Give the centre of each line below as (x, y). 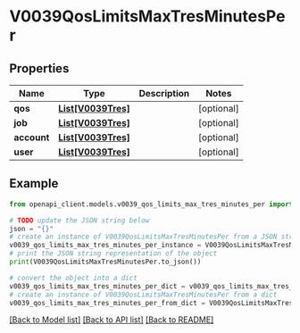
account (32, 137)
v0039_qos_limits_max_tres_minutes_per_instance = (105, 246)
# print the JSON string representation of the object (113, 254)
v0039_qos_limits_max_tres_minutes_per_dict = (97, 286)
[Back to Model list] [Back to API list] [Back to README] (112, 320)
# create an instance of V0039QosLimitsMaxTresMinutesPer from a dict (143, 295)
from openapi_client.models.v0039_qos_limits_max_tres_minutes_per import (151, 204)
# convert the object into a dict (74, 278)
